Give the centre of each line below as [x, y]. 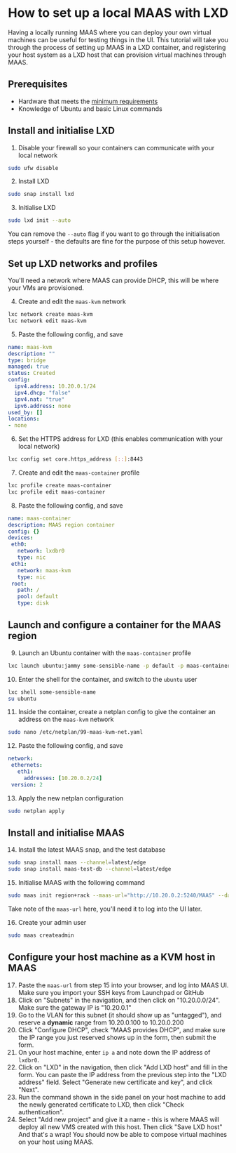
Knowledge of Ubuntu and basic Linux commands [90, 108]
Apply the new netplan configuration [71, 798]
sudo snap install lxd [41, 195]
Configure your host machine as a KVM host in [112, 957]
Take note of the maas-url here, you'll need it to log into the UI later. [105, 909]
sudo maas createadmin [41, 935]
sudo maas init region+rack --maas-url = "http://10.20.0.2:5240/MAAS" [112, 896]
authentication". [41, 1112]
